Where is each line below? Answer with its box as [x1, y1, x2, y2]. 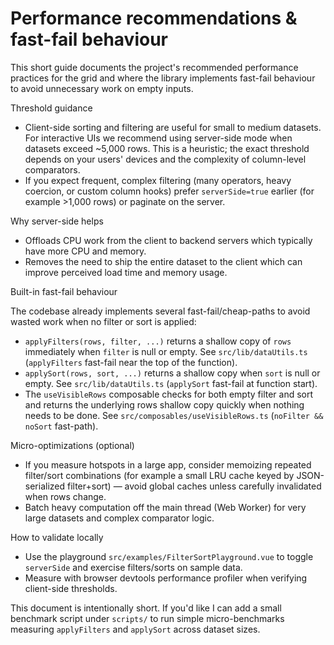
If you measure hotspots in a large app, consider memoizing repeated [24, 458, 312, 471]
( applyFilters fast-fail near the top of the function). [24, 356, 238, 368]
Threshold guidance [10, 102, 93, 114]
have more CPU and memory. [24, 245, 147, 257]
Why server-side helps [10, 215, 104, 227]
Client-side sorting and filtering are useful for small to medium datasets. [24, 121, 322, 133]
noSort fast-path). [24, 420, 99, 432]
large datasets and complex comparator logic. [24, 512, 215, 524]
